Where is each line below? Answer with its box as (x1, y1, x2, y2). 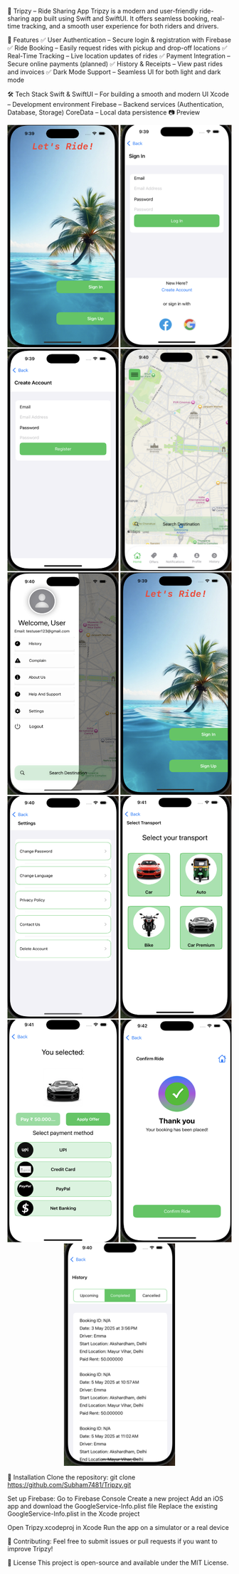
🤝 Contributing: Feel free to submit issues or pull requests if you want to (7, 1537, 218, 1546)
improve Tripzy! (7, 1545, 53, 1553)
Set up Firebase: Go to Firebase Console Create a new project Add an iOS (7, 1494, 224, 1503)
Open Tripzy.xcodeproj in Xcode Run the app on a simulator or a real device (7, 1523, 229, 1531)
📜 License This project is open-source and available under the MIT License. (7, 1558, 229, 1567)
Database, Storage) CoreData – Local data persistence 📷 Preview (7, 108, 201, 117)
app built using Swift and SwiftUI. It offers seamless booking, (31, 14, 210, 23)
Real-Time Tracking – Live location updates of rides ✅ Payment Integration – (7, 52, 231, 60)
